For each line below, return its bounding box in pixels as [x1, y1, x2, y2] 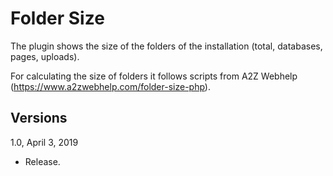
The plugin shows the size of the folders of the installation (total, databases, [10, 40, 323, 52]
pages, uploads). [10, 50, 80, 62]
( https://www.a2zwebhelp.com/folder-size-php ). [10, 80, 211, 92]
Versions [10, 110, 68, 127]
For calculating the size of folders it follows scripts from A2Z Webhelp [10, 70, 298, 82]
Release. [24, 155, 61, 167]
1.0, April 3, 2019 [10, 136, 79, 148]
